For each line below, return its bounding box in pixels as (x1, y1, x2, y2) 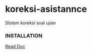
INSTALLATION (5, 32, 43, 39)
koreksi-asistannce (5, 3, 87, 15)
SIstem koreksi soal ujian (5, 20, 56, 26)
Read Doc (5, 44, 25, 50)
